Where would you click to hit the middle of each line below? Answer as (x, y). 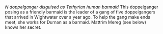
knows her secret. (23, 27)
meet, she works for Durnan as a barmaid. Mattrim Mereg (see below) (76, 22)
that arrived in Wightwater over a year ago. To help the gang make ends (78, 17)
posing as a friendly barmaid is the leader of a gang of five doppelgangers (80, 12)
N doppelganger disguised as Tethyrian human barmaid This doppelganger (82, 7)
